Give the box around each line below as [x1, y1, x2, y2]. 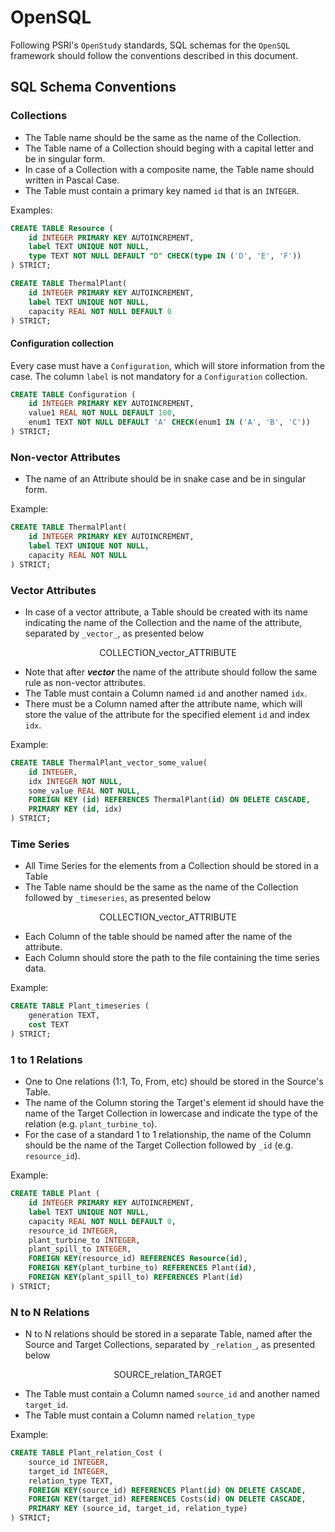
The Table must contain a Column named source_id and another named [24, 1388, 320, 1400]
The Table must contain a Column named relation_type [24, 1409, 256, 1421]
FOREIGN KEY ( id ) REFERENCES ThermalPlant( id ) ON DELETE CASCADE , [28, 795, 311, 805]
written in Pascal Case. [24, 174, 120, 186]
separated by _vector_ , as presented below [24, 627, 205, 639]
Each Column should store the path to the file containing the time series [24, 952, 320, 964]
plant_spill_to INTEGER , [28, 1244, 132, 1255]
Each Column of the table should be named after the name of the [24, 931, 293, 943]
